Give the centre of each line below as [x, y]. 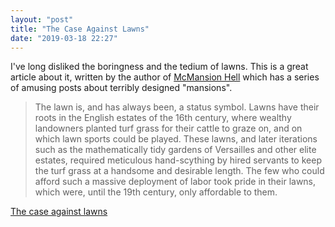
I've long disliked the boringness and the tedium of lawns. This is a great [159, 67]
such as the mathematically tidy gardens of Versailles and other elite [175, 150]
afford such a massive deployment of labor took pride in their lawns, [175, 182]
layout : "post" [42, 19]
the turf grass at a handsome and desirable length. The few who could [179, 171]
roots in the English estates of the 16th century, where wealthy [163, 118]
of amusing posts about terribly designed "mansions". [121, 88]
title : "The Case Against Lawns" [80, 29]
